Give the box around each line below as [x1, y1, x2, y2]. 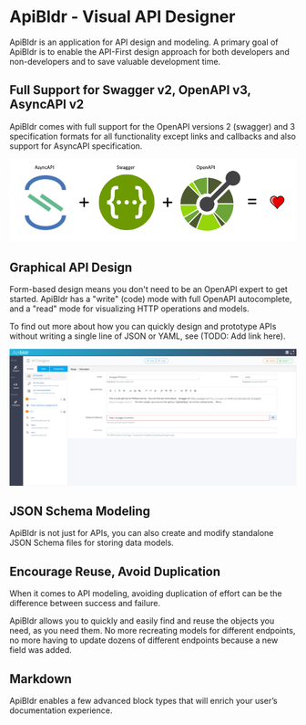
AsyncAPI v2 [9, 97, 85, 112]
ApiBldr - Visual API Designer [9, 6, 236, 27]
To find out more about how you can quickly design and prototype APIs [9, 320, 277, 331]
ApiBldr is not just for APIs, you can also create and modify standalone [9, 528, 274, 539]
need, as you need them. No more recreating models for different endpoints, [9, 625, 296, 636]
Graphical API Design [9, 259, 133, 275]
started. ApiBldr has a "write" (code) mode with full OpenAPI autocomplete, [9, 293, 292, 304]
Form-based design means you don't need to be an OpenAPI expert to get [9, 283, 289, 294]
